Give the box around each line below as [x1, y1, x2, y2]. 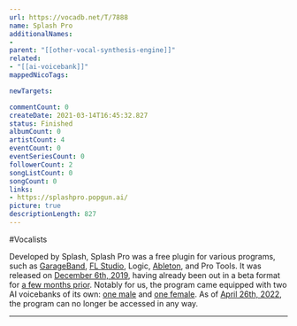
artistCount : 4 [9, 136, 65, 144]
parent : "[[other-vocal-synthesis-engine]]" [9, 46, 176, 55]
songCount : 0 [9, 176, 57, 186]
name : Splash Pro [9, 21, 73, 30]
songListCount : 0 [9, 168, 73, 177]
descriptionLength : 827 [9, 210, 97, 219]
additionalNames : [9, 29, 73, 38]
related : [9, 54, 42, 63]
